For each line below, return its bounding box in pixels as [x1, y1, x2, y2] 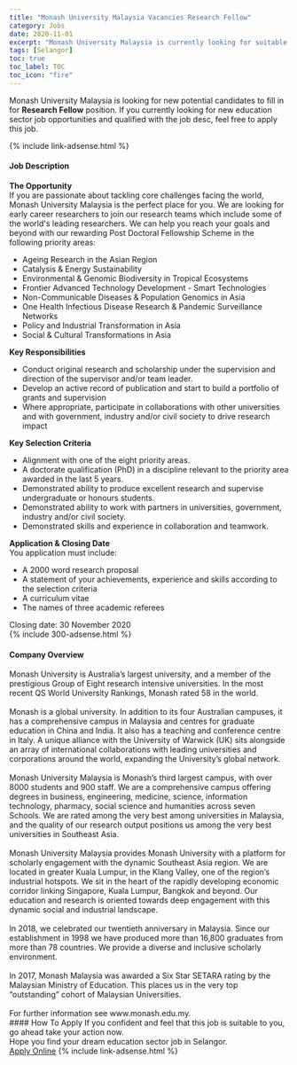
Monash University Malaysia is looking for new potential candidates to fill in [9, 95, 285, 106]
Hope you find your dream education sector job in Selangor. [9, 1037, 228, 1047]
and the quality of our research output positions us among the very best [9, 819, 272, 830]
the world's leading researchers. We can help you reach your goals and [9, 218, 270, 229]
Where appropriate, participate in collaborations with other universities [21, 401, 281, 412]
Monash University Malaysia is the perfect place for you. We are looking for [9, 199, 285, 209]
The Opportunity [9, 180, 73, 191]
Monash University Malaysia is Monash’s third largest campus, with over [9, 772, 273, 783]
